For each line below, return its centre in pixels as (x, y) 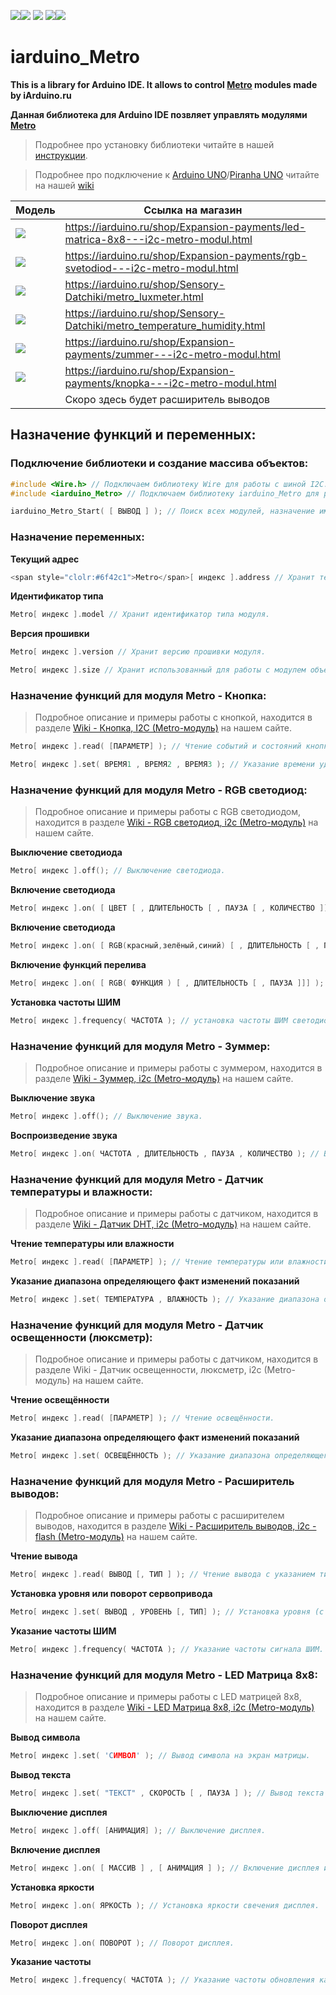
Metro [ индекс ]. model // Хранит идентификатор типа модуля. (140, 615)
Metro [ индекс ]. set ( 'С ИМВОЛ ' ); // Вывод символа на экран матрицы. (160, 1756)
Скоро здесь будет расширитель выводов (167, 399)
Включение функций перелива (78, 965)
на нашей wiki (64, 185)
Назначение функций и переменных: (133, 435)
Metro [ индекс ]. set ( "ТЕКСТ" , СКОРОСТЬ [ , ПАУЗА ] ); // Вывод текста (167, 1793)
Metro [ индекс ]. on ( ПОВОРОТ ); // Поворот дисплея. (122, 1943)
